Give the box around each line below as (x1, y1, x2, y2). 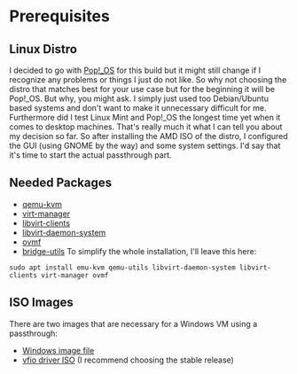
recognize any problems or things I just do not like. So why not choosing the (9, 74, 287, 85)
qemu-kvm (21, 199, 62, 209)
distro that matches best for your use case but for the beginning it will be (9, 84, 275, 94)
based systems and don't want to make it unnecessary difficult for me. (9, 103, 267, 113)
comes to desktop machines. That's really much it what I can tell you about (9, 121, 283, 132)
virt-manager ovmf (41, 270, 109, 280)
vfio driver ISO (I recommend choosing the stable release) (21, 355, 235, 365)
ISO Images (9, 295, 74, 310)
